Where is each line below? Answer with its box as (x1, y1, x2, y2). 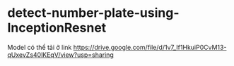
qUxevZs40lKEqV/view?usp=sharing (7, 51, 115, 59)
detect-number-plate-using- (7, 5, 180, 21)
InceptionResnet (7, 20, 107, 36)
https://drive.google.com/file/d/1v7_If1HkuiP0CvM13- (73, 43, 227, 51)
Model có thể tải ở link (7, 43, 72, 51)
